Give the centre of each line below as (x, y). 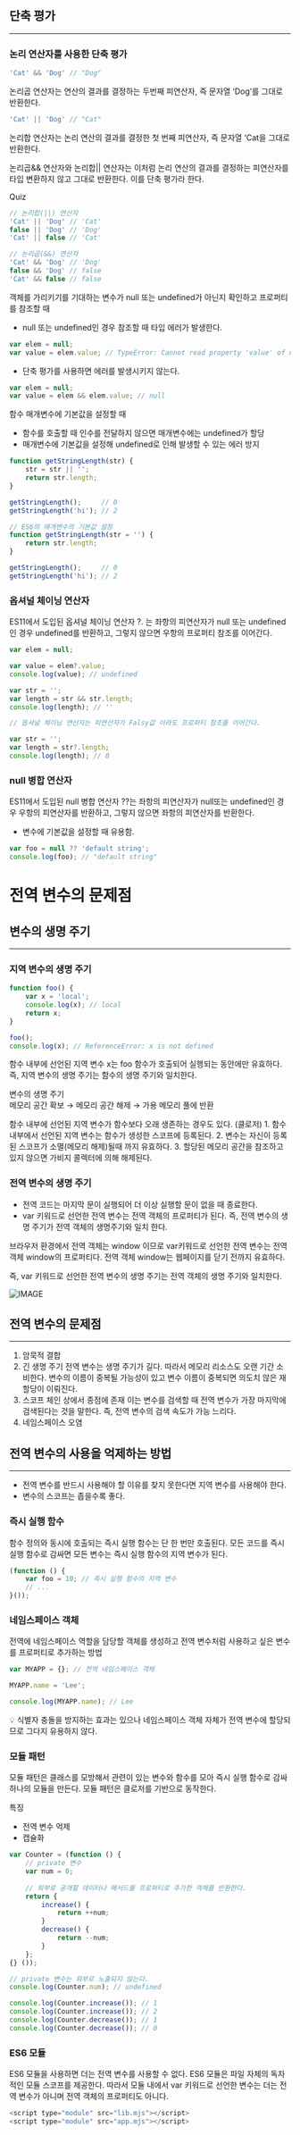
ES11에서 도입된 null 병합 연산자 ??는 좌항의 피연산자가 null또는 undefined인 (142, 801)
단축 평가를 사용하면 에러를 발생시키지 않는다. (101, 371)
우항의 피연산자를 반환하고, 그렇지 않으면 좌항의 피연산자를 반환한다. (136, 813)
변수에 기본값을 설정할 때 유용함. (78, 832)
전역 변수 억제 (46, 1827)
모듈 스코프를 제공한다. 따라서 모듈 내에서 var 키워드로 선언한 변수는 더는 (152, 2085)
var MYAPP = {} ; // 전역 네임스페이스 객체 (82, 1670)
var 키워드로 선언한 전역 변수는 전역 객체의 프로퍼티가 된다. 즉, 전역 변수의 (150, 1215)
